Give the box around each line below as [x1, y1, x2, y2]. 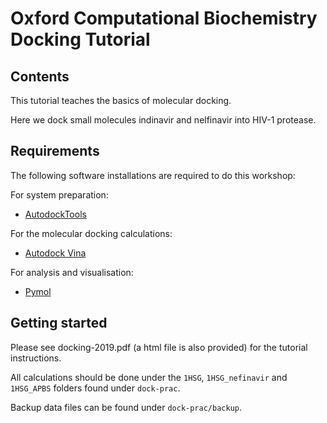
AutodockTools [24, 208, 87, 220]
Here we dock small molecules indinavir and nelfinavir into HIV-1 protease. [10, 114, 317, 126]
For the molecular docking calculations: [10, 227, 173, 239]
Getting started [10, 315, 108, 332]
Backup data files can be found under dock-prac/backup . [10, 401, 243, 413]
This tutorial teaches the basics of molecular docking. [10, 95, 232, 106]
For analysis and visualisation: [10, 266, 134, 278]
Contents [10, 68, 70, 85]
